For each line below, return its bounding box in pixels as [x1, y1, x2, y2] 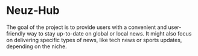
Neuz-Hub [6, 4, 60, 17]
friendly [6, 30, 26, 37]
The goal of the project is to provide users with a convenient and [6, 23, 167, 31]
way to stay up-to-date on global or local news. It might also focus [27, 30, 192, 37]
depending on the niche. [6, 43, 68, 50]
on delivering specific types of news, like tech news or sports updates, [6, 36, 182, 43]
